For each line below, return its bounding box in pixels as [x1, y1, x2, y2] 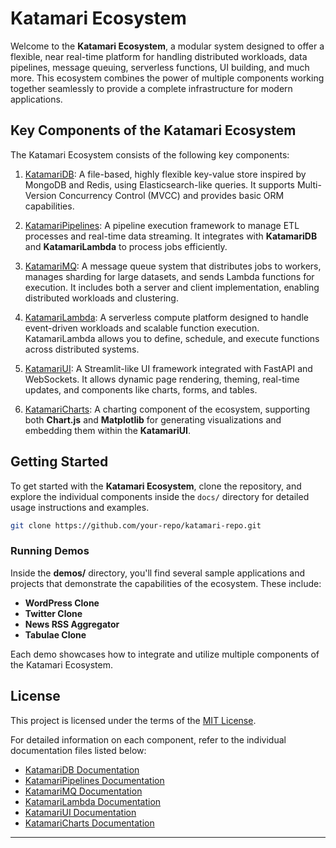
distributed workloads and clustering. [24, 292, 179, 304]
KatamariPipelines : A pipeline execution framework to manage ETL [24, 219, 300, 231]
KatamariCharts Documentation [24, 817, 155, 829]
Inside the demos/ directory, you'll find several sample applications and [10, 567, 305, 579]
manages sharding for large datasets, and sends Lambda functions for [24, 270, 315, 282]
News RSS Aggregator [24, 618, 120, 630]
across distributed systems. [24, 343, 140, 355]
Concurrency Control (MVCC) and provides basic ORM [58, 189, 285, 201]
